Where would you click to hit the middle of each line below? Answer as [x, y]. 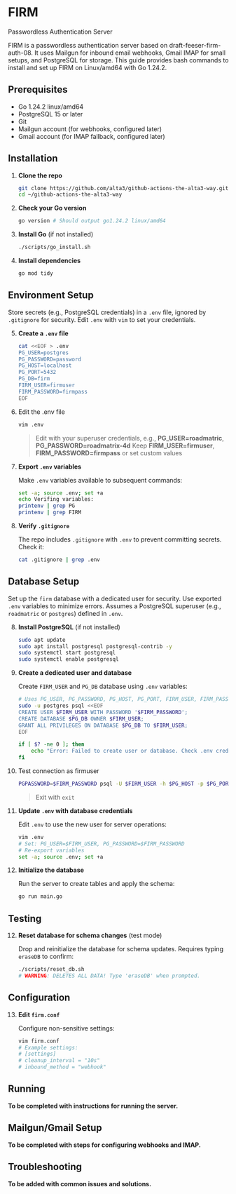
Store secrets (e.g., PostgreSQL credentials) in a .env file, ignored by [107, 312]
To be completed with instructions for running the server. [93, 1106]
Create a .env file [43, 333]
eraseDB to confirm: [46, 957]
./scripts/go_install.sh [54, 247]
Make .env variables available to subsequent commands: [100, 480]
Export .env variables [50, 467]
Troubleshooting [45, 1167]
